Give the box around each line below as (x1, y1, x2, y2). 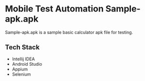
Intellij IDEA (12, 56, 35, 62)
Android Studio (12, 61, 42, 67)
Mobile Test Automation (5, 3, 104, 14)
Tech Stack (5, 43, 40, 51)
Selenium (12, 71, 31, 77)
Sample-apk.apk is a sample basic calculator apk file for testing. (5, 29, 133, 35)
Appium (12, 66, 28, 72)
